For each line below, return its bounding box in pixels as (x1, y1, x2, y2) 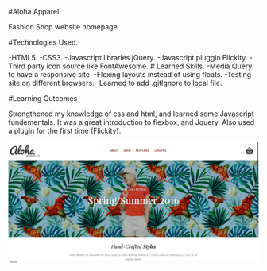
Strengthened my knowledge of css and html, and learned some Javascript (8, 109, 254, 118)
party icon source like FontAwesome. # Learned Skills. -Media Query (27, 61, 253, 71)
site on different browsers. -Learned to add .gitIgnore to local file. (8, 79, 222, 87)
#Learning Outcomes (8, 94, 78, 103)
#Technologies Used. (8, 37, 78, 47)
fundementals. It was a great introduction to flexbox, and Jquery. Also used (8, 118, 255, 126)
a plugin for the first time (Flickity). (8, 126, 122, 135)
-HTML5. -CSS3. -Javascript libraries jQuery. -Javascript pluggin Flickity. (8, 53, 248, 62)
